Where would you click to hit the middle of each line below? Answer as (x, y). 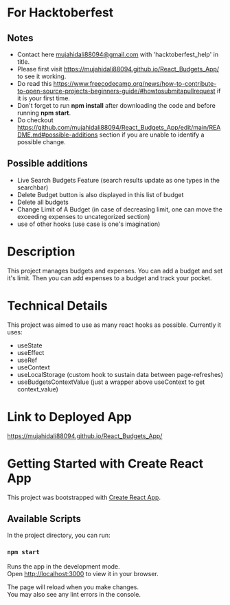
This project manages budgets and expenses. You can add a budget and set (115, 271)
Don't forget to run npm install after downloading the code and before (116, 105)
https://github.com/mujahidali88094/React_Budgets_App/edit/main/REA (119, 127)
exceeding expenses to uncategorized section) (83, 216)
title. (23, 62)
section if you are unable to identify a (152, 135)
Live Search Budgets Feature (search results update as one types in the (118, 180)
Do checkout (35, 120)
